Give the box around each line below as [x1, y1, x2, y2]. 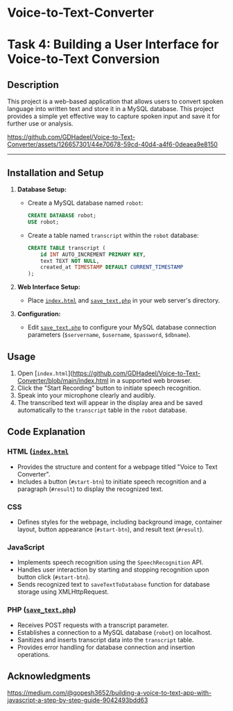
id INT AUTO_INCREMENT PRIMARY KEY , [40, 251, 146, 258]
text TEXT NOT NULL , [40, 257, 100, 264]
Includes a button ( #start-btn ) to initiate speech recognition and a [17, 477, 207, 486]
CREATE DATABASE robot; [27, 212, 97, 219]
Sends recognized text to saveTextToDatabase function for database [17, 581, 210, 589]
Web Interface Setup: [17, 283, 81, 291]
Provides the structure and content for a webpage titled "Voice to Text [17, 463, 218, 471]
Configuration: [17, 310, 61, 318]
